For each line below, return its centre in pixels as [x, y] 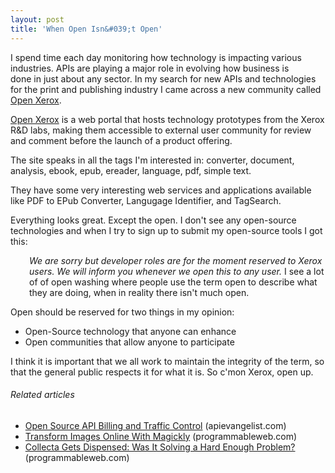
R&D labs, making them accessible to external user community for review [161, 130]
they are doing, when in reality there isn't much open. [139, 292]
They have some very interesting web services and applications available [161, 190]
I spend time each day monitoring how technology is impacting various [156, 57]
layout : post [37, 19]
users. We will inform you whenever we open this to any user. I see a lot [177, 271]
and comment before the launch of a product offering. [121, 140]
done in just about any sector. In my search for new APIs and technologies [163, 78]
